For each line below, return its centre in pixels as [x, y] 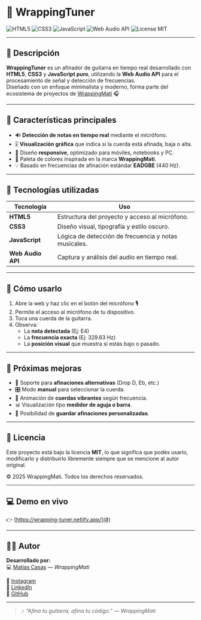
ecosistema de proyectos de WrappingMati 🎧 [63, 93]
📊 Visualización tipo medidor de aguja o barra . [73, 405]
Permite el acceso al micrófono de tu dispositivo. [75, 312]
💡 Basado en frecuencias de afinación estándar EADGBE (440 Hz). [98, 165]
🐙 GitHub [17, 594]
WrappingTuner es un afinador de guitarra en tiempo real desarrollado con [99, 68]
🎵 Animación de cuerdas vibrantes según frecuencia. [81, 398]
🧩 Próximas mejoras [44, 368]
